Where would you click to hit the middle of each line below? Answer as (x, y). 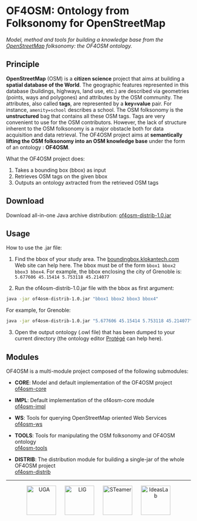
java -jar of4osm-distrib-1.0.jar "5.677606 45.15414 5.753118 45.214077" (99, 321)
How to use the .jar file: (34, 248)
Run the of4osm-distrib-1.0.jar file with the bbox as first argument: (94, 288)
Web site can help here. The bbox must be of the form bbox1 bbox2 (95, 265)
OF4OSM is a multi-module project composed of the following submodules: (97, 371)
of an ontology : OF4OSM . (38, 147)
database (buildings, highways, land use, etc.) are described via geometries (98, 91)
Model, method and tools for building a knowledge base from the (85, 39)
